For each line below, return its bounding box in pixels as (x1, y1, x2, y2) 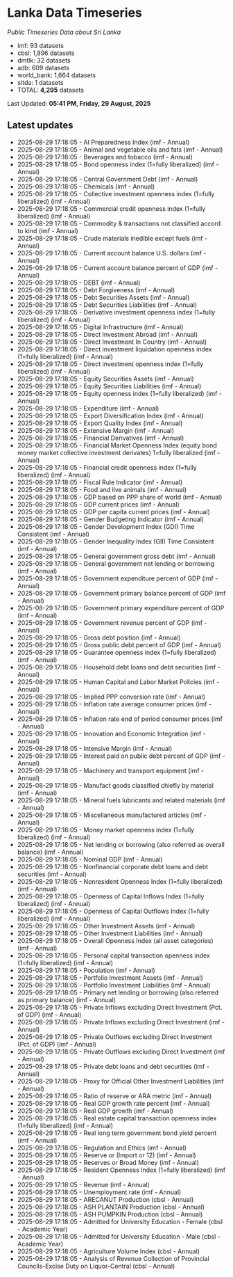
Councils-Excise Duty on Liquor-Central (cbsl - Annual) (17, 1262, 175, 1270)
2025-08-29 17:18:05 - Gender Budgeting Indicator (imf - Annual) (17, 515, 205, 523)
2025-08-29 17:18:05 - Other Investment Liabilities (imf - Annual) (17, 929, 203, 937)
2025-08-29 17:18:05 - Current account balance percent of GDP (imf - (17, 263, 218, 272)
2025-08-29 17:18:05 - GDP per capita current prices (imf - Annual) (17, 507, 210, 516)
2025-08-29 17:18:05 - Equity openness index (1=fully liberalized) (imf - (17, 389, 222, 397)
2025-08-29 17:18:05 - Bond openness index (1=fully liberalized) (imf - (17, 160, 219, 168)
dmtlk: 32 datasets (17, 56, 71, 64)
